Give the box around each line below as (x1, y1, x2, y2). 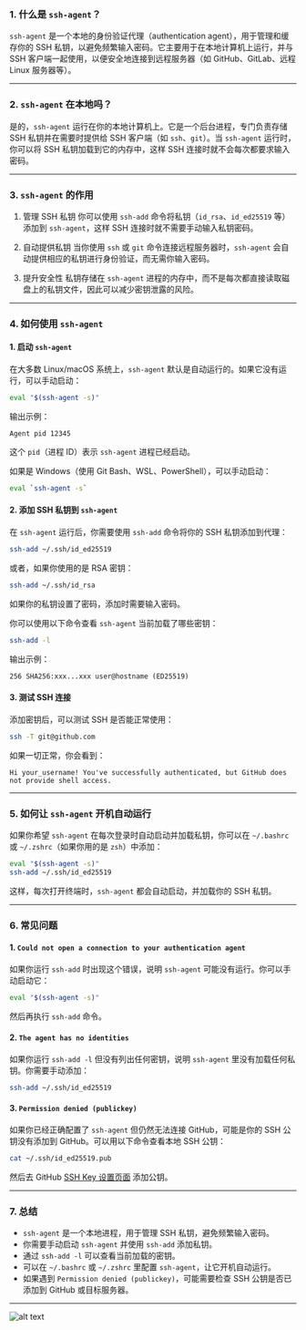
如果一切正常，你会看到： (9, 749, 106, 760)
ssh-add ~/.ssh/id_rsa (9, 581, 96, 590)
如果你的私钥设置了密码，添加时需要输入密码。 (9, 598, 185, 609)
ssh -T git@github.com (9, 732, 96, 741)
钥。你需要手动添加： (9, 1065, 89, 1076)
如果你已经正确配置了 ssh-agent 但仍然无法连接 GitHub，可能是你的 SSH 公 (9, 1124, 291, 1135)
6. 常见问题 (9, 919, 58, 932)
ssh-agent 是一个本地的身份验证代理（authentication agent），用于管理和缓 (9, 30, 290, 42)
